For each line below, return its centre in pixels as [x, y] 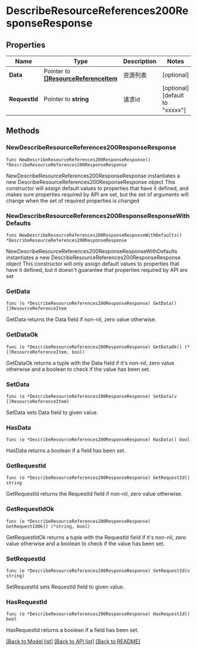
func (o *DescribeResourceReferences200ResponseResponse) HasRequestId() [98, 614]
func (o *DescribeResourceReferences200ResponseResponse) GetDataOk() [94, 347]
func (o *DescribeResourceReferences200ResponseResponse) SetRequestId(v [98, 571]
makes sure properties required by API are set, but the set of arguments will [97, 194]
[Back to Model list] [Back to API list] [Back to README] [73, 642]
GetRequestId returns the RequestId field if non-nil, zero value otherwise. [94, 494]
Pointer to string [66, 99]
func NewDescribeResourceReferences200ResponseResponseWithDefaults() [94, 235]
